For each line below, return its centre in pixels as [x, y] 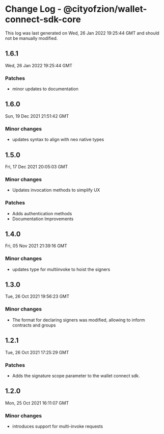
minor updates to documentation [45, 89]
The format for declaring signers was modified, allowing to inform [79, 320]
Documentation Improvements [43, 219]
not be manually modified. [31, 38]
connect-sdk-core [43, 19]
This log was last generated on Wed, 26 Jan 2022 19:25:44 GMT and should [82, 33]
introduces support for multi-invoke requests [57, 426]
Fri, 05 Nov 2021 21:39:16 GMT [36, 246]
